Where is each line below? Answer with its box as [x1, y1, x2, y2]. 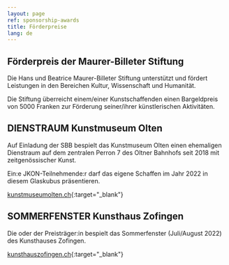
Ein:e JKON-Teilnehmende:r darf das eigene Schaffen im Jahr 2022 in [7, 169, 208, 178]
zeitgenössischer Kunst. [7, 156, 77, 164]
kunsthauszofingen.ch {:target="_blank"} [7, 250, 124, 258]
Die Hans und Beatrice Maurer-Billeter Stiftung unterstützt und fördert [7, 74, 208, 82]
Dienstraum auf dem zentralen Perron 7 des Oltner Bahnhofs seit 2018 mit [7, 148, 220, 157]
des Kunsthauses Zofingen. [7, 236, 86, 245]
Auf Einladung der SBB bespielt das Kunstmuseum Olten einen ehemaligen [7, 141, 222, 149]
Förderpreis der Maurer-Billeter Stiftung [7, 55, 184, 67]
